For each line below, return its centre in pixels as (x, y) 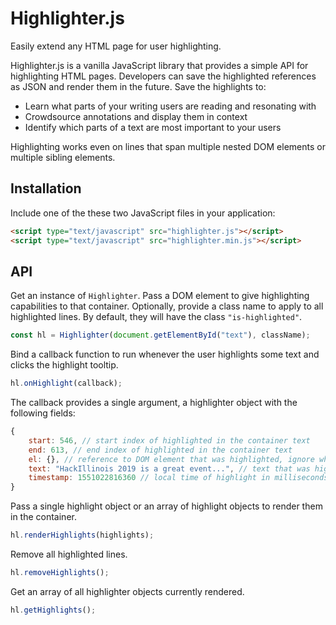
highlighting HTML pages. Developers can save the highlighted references (163, 76)
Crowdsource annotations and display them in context (136, 116)
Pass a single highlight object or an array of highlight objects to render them (166, 506)
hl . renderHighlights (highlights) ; (82, 535)
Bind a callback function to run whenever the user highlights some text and (165, 354)
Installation (46, 188)
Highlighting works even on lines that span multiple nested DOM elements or (168, 146)
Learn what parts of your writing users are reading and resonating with (170, 106)
